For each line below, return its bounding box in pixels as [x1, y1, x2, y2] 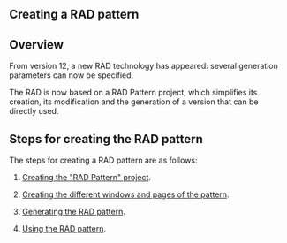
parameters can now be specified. [9, 70, 134, 80]
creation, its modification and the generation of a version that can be [9, 96, 259, 107]
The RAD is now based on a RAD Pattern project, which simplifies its [9, 87, 258, 98]
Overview [9, 37, 64, 52]
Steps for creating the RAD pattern [9, 132, 203, 147]
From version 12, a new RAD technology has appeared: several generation [9, 61, 278, 72]
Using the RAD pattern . [21, 224, 107, 234]
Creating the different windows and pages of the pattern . [21, 189, 230, 200]
